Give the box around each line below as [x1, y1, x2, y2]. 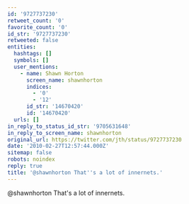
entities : [7, 43, 37, 50]
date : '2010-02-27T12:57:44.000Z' [7, 143, 110, 150]
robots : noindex [7, 156, 55, 163]
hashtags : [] [13, 50, 52, 58]
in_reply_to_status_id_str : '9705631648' [7, 122, 132, 130]
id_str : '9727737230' [7, 30, 71, 38]
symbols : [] [13, 57, 50, 64]
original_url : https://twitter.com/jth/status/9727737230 [7, 136, 182, 143]
